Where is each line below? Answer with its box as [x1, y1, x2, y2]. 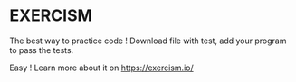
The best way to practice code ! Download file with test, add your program [9, 35, 287, 46]
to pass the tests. [9, 44, 74, 55]
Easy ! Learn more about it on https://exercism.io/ [9, 62, 194, 73]
